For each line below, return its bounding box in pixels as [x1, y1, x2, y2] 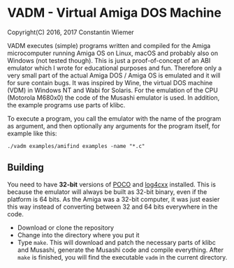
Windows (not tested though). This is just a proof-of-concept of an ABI [7, 56, 211, 64]
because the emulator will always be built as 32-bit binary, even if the [7, 187, 207, 196]
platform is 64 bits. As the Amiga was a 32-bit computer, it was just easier [7, 195, 220, 203]
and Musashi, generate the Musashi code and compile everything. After [17, 246, 224, 254]
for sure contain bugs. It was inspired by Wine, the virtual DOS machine [7, 78, 213, 87]
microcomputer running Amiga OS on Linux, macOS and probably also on [7, 49, 219, 57]
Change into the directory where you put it [17, 230, 140, 239]
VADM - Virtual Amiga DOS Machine [7, 5, 222, 21]
